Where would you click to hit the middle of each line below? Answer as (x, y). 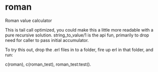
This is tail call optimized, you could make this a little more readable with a (79, 30)
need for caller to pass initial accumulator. (47, 40)
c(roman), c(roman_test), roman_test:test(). (48, 64)
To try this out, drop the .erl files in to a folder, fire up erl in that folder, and (79, 50)
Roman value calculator (28, 20)
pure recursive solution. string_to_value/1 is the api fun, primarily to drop (77, 35)
